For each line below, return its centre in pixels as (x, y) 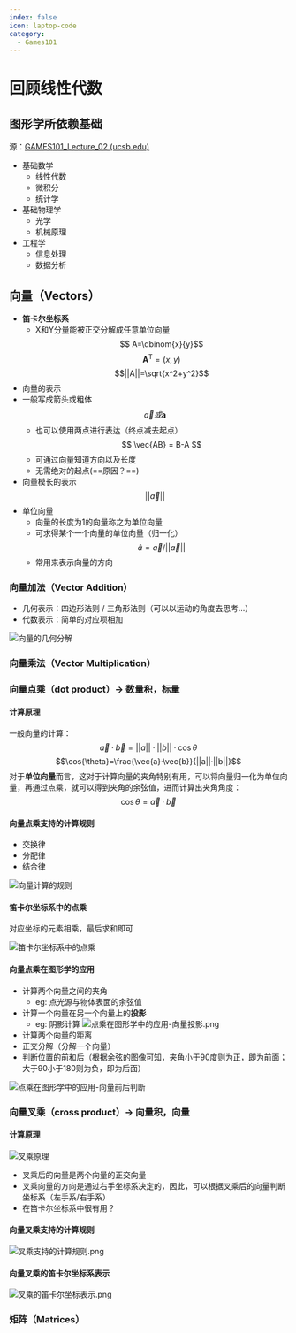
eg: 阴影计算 (58, 1023)
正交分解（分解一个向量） (68, 1046)
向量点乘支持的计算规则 (52, 823)
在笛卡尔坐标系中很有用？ (68, 1207)
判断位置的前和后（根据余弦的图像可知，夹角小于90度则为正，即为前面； (155, 1057)
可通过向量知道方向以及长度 (86, 459)
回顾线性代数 (56, 88)
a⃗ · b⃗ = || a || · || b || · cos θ (148, 747)
